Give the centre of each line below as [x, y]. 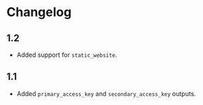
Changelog [39, 12]
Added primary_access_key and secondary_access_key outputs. [106, 93]
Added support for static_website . [67, 55]
